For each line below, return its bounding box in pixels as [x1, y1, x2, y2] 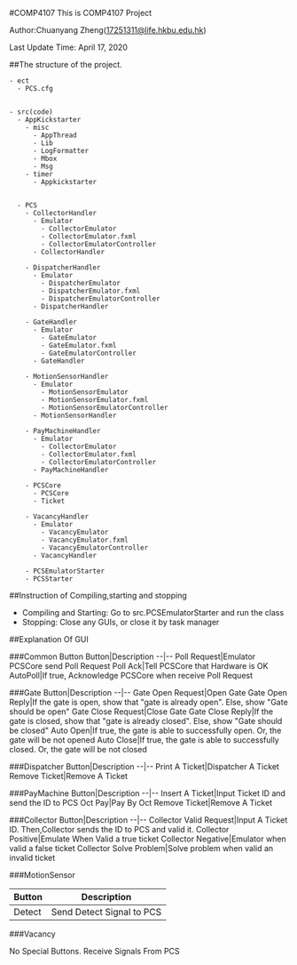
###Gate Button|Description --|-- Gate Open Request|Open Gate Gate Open [9, 688, 288, 697]
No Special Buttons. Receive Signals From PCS [9, 946, 180, 956]
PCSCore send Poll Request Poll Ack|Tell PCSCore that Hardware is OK [9, 661, 269, 671]
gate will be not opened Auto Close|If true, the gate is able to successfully [9, 735, 279, 745]
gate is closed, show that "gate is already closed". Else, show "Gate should [9, 716, 283, 726]
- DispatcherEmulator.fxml [41, 286, 141, 295]
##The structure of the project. [9, 60, 122, 69]
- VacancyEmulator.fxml [41, 535, 129, 544]
